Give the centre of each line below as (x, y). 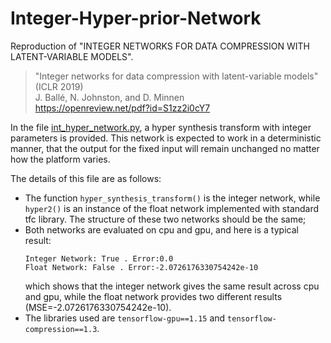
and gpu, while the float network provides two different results (153, 296)
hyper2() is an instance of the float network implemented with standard (172, 208)
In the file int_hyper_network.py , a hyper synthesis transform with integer (161, 127)
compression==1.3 (61, 329)
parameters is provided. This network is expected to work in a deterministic (166, 138)
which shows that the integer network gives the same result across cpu (172, 286)
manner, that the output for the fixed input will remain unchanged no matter (165, 148)
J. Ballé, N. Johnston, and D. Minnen (109, 97)
